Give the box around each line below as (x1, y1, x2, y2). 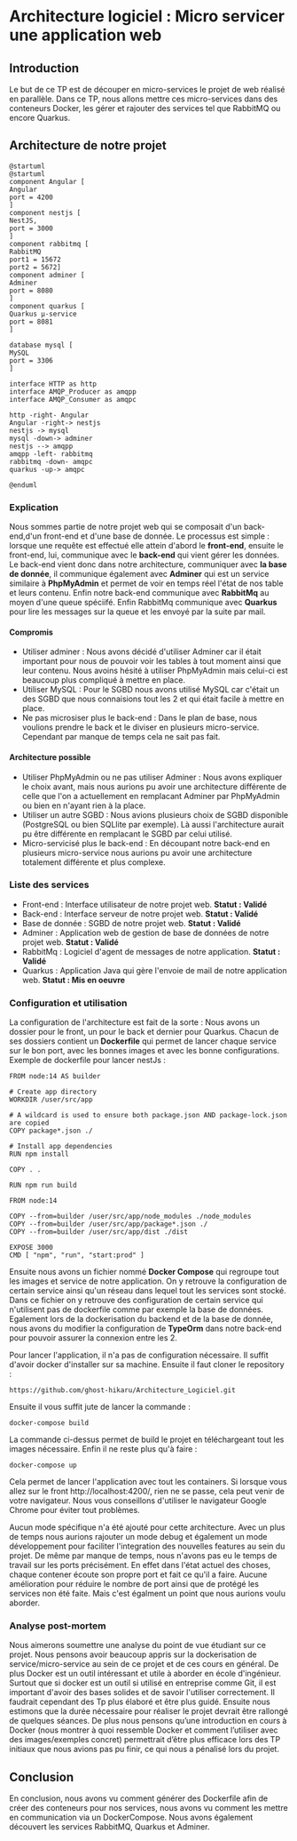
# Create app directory (9, 1087, 98, 1097)
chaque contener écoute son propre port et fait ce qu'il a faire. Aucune (9, 1569, 268, 1580)
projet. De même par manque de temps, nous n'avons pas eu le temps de (9, 1550, 277, 1561)
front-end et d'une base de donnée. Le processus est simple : (43, 531, 270, 541)
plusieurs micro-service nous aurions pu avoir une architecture (21, 847, 253, 858)
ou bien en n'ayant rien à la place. (21, 800, 146, 811)
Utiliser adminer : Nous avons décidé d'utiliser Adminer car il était (21, 646, 262, 657)
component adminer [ (9, 270, 86, 279)
